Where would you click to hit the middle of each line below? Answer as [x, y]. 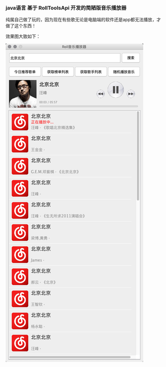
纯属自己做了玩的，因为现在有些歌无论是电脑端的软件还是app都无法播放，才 [83, 20]
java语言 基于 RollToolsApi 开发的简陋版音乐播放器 [66, 7]
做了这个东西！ [21, 26]
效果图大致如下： [23, 36]
